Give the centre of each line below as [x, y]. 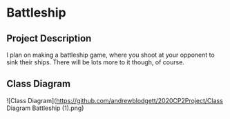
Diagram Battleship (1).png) [45, 108]
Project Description [49, 38]
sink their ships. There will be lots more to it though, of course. [95, 62]
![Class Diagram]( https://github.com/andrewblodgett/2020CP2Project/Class [115, 100]
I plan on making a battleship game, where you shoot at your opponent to [111, 55]
